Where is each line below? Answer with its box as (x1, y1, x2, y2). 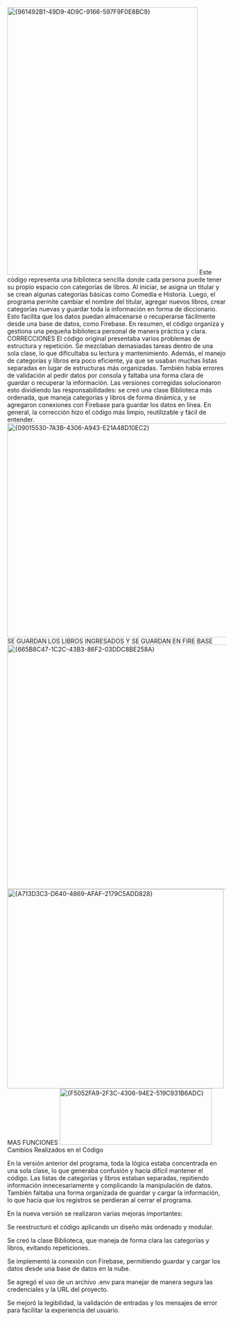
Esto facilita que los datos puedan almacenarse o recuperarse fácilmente (7, 312, 216, 320)
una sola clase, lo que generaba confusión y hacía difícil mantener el (7, 1166, 203, 1175)
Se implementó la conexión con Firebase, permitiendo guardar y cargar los (7, 1257, 221, 1265)
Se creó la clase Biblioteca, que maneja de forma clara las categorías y (7, 1236, 209, 1244)
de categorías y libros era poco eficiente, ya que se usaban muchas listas (7, 356, 218, 365)
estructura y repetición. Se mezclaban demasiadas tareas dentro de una (7, 342, 214, 349)
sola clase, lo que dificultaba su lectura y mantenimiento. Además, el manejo (7, 349, 227, 357)
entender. (7, 415, 35, 424)
